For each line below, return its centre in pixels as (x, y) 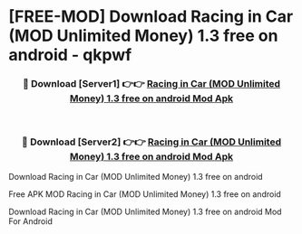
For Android (31, 221)
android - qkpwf (70, 55)
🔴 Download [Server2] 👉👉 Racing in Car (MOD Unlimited (151, 142)
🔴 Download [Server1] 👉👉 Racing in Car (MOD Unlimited (151, 84)
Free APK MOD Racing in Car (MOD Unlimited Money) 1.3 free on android (145, 194)
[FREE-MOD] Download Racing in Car (151, 17)
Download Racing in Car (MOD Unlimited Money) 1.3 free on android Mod (145, 211)
